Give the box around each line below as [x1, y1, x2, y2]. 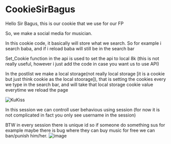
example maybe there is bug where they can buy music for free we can [5, 127, 155, 133]
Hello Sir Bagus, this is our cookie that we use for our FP [5, 20, 124, 26]
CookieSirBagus [5, 4, 76, 15]
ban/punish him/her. [5, 132, 47, 138]
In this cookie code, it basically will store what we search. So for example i [5, 40, 162, 46]
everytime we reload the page [5, 87, 68, 93]
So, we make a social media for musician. [5, 30, 92, 36]
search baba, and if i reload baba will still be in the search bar [5, 45, 135, 51]
